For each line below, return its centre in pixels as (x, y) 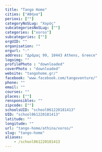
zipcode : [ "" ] (20, 105)
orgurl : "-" (17, 51)
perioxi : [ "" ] (20, 19)
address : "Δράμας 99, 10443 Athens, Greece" (51, 55)
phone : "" (15, 82)
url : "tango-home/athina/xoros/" (39, 128)
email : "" (15, 87)
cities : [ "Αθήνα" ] (24, 14)
